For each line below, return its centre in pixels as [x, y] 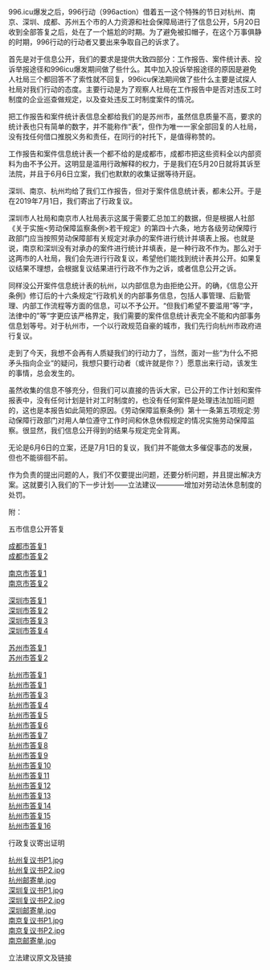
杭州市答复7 [28, 735]
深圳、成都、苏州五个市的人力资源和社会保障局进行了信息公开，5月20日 [141, 22]
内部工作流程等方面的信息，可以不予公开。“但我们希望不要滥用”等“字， [139, 305]
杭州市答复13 [30, 796]
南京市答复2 [28, 583]
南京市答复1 [27, 573]
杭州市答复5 [28, 715]
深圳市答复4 [29, 631]
